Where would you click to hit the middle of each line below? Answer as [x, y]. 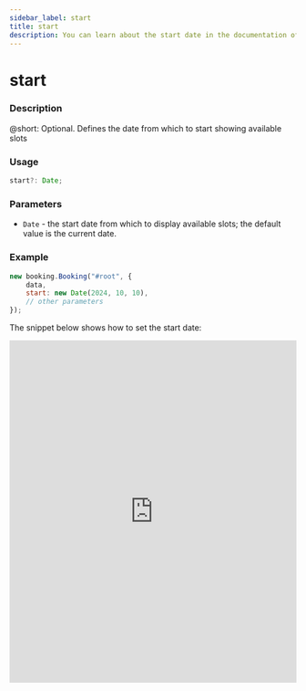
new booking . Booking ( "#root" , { [71, 276]
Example [29, 257]
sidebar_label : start [51, 18]
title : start [34, 26]
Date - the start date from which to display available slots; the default [152, 224]
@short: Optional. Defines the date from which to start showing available [146, 128]
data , [36, 285]
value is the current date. [69, 234]
